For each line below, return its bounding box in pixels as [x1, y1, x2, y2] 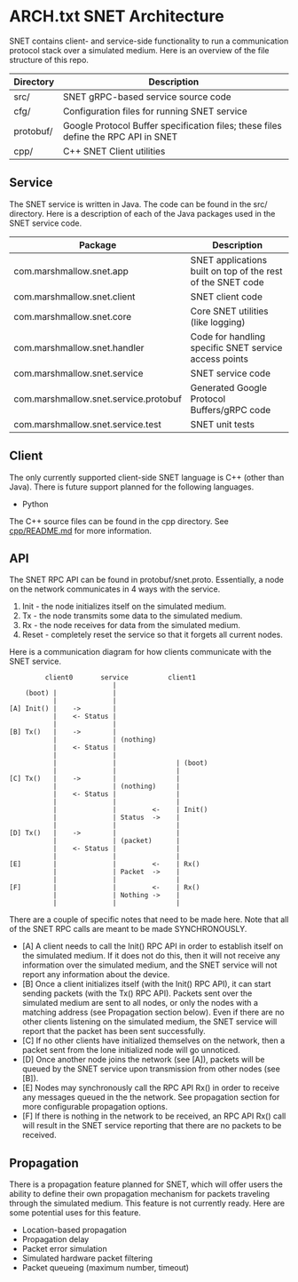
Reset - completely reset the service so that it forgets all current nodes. [21, 629, 284, 641]
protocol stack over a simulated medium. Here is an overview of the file [9, 44, 270, 55]
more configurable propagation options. [21, 1102, 169, 1112]
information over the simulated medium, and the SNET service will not [21, 960, 278, 970]
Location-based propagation [21, 1224, 127, 1236]
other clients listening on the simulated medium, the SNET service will [21, 1016, 278, 1027]
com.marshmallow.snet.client [13, 291, 136, 303]
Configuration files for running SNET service [62, 105, 248, 117]
